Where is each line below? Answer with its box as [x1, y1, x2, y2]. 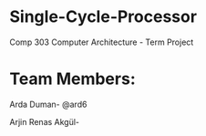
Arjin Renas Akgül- [9, 116, 80, 127]
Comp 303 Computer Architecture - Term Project [9, 37, 194, 47]
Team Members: [9, 68, 136, 89]
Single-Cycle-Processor [9, 6, 198, 27]
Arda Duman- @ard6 [9, 99, 88, 110]
